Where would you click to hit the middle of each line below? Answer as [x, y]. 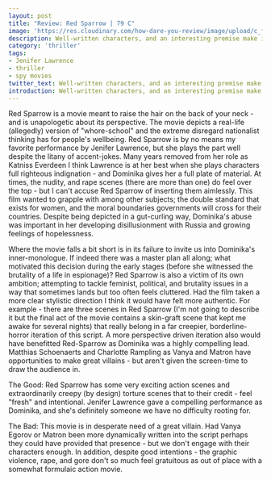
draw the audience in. [44, 369]
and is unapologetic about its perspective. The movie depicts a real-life [126, 123]
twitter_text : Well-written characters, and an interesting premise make [135, 83]
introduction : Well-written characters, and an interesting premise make [135, 91]
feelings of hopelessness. [51, 234]
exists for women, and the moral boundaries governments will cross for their [135, 208]
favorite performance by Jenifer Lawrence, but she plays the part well [124, 148]
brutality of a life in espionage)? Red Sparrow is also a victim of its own [126, 275]
